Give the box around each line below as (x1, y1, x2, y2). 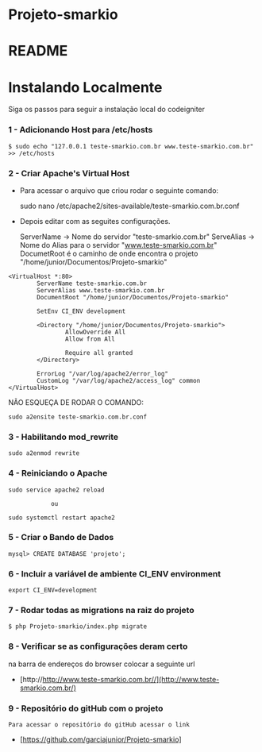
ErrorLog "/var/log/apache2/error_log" (37, 369, 169, 378)
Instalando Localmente (8, 78, 163, 96)
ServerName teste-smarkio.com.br (37, 280, 148, 287)
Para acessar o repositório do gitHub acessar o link (8, 720, 191, 728)
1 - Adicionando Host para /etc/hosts (8, 125, 153, 136)
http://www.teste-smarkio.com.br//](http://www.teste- (42, 674, 220, 684)
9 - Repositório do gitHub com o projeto (8, 703, 164, 714)
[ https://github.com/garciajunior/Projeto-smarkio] (19, 735, 182, 744)
